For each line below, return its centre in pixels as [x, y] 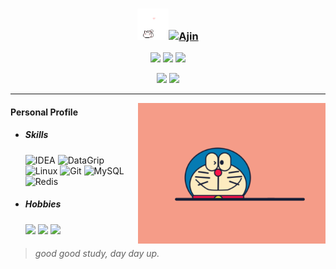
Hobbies [43, 204]
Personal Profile [44, 112]
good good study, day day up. [97, 254]
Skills [36, 135]
